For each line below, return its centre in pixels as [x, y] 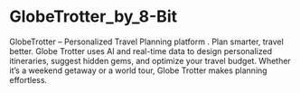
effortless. [28, 79]
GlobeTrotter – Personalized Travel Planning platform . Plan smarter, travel [147, 42]
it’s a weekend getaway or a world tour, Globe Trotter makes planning [139, 70]
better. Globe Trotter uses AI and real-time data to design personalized [141, 51]
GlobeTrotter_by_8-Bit [94, 17]
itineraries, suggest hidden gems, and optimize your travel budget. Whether [150, 60]
